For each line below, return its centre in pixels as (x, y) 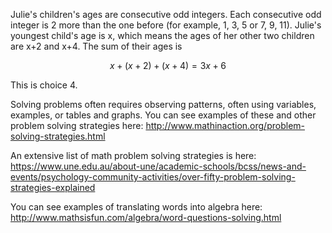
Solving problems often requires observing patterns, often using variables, (163, 104)
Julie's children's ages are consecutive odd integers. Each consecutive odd (166, 14)
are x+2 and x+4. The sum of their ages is (96, 46)
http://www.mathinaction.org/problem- (225, 125)
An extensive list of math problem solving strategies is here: (133, 155)
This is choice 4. (44, 85)
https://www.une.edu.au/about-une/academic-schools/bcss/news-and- (158, 166)
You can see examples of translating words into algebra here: (136, 207)
